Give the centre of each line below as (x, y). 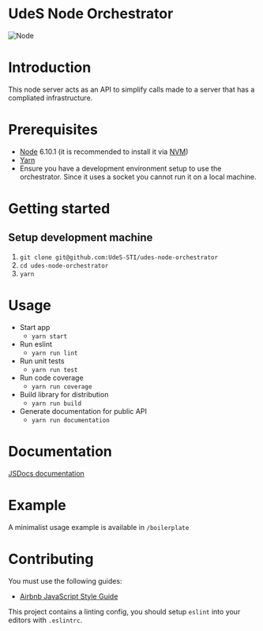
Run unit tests (42, 361)
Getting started (59, 208)
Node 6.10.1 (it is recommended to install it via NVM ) (104, 152)
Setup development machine (81, 238)
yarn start (49, 336)
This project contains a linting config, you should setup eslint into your (124, 611)
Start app (35, 327)
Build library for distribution (64, 394)
